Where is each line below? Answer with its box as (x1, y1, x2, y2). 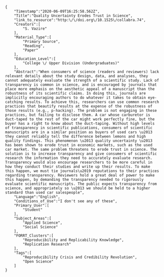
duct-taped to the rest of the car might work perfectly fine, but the (5, 117, 155, 122)
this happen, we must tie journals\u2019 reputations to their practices (5, 169, 160, 173)
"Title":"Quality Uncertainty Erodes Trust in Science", (14, 13, 133, 18)
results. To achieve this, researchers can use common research (25, 100, 160, 104)
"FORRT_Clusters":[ (14, 233, 54, 238)
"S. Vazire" (23, 26, 48, 31)
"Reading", (23, 43, 45, 48)
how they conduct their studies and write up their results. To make (5, 164, 151, 169)
